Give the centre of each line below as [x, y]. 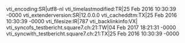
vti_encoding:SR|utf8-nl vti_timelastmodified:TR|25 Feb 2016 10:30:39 [91, 9]
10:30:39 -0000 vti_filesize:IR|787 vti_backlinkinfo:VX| [72, 21]
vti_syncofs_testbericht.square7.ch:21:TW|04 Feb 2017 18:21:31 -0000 [91, 27]
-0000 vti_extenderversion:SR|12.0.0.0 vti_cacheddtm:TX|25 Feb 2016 [92, 15]
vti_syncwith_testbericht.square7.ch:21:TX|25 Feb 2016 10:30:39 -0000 [93, 34]
